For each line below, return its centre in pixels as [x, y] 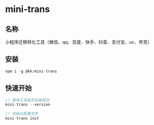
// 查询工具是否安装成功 [27, 100]
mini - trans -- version [28, 105]
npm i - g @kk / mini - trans [31, 71]
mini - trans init [22, 118]
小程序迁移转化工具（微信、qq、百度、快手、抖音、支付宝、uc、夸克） [79, 42]
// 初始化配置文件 [22, 114]
